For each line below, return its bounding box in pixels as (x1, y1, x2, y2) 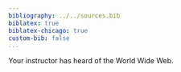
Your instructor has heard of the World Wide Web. (8, 56, 175, 66)
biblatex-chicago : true (8, 26, 88, 34)
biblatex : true (8, 19, 60, 27)
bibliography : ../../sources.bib (8, 11, 121, 20)
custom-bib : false (8, 34, 70, 42)
